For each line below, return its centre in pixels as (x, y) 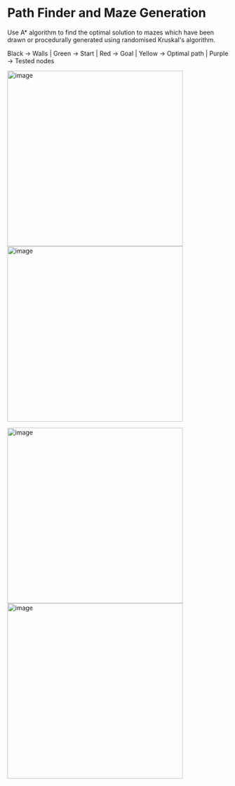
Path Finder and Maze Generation (107, 13)
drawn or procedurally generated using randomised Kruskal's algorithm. (112, 39)
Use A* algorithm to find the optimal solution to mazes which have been (111, 32)
